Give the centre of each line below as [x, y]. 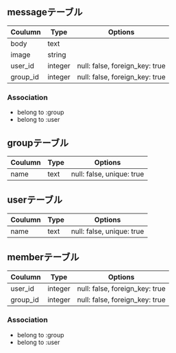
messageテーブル [45, 12]
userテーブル [35, 200]
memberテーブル [43, 258]
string [57, 55]
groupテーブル [38, 143]
